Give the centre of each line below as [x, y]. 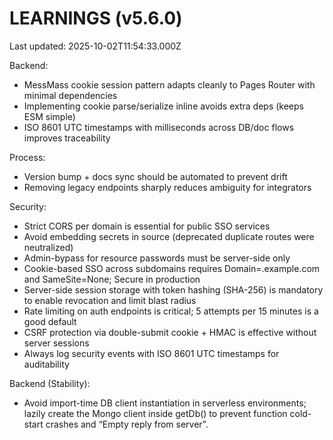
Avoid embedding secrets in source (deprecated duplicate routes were [169, 236]
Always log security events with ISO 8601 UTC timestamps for [151, 353]
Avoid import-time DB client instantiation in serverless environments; [165, 403]
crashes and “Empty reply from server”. [127, 424]
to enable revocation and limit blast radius [110, 300]
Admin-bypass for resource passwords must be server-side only [157, 258]
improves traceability [67, 138]
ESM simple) [49, 116]
